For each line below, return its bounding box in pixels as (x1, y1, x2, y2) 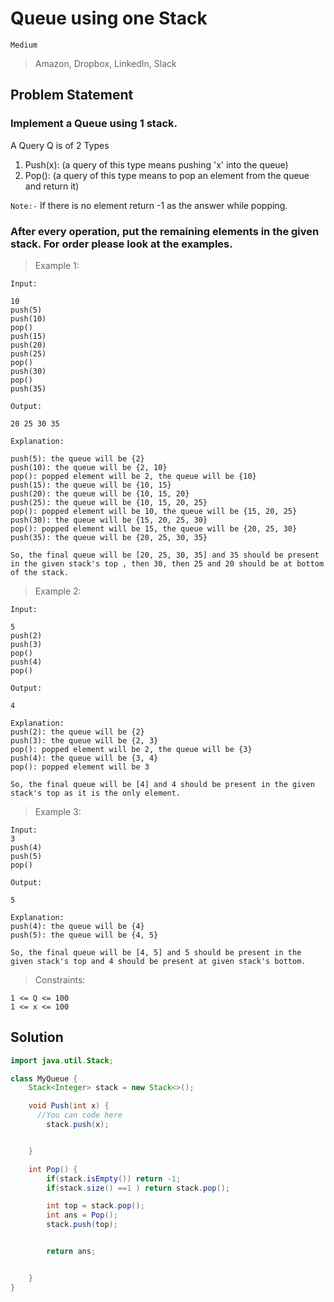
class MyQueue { (10, 1073, 78, 1084)
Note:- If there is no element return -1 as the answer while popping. (10, 199, 288, 211)
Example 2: (34, 585, 82, 597)
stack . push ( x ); (46, 1120, 110, 1130)
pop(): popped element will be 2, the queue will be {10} (10, 471, 257, 481)
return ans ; (46, 1247, 97, 1257)
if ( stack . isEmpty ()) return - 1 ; (46, 1173, 182, 1184)
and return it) (24, 180, 80, 192)
